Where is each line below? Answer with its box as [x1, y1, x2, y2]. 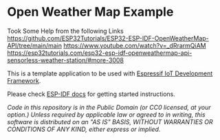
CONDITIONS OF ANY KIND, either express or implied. [7, 125, 161, 133]
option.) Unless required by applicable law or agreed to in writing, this [7, 110, 206, 119]
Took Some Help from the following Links [7, 27, 124, 35]
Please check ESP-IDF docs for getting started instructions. [7, 90, 175, 98]
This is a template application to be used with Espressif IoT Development [7, 69, 213, 78]
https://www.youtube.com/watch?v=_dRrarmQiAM [63, 41, 206, 49]
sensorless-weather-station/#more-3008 [7, 56, 124, 64]
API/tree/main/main [7, 41, 63, 49]
